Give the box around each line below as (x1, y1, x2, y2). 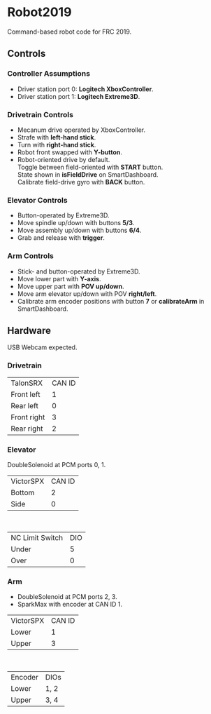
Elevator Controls (7, 195, 68, 205)
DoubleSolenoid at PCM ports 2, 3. (17, 593, 117, 601)
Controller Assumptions (7, 69, 91, 79)
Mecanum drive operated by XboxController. (17, 126, 146, 134)
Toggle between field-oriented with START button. (17, 163, 163, 171)
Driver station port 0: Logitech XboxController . (17, 85, 154, 93)
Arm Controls (7, 251, 54, 261)
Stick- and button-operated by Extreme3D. (17, 267, 140, 276)
